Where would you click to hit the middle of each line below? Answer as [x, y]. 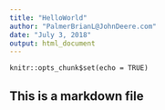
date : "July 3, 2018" [51, 35]
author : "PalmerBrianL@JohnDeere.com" [83, 26]
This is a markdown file [77, 96]
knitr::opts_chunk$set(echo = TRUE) [79, 68]
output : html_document [52, 43]
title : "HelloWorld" [49, 18]
